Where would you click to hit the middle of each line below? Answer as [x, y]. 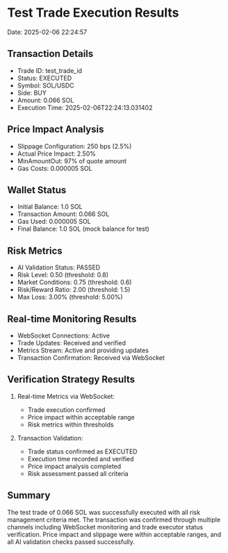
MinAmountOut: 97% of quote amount [72, 160]
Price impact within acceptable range [81, 417]
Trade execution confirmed [66, 410]
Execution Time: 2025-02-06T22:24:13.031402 [85, 107]
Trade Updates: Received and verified [72, 343]
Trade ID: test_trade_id [49, 70]
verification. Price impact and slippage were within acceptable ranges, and [114, 534]
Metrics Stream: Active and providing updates [83, 350]
